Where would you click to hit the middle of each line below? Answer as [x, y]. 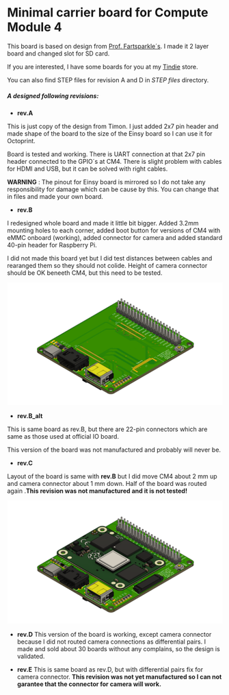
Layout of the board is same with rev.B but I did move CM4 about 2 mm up [112, 476]
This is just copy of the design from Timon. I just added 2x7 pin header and [113, 126]
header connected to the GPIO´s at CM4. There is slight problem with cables [114, 161]
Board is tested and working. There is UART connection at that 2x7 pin [106, 154]
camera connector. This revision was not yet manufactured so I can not [119, 676]
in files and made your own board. [55, 196]
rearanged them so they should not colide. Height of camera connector [107, 265]
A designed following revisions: [53, 96]
